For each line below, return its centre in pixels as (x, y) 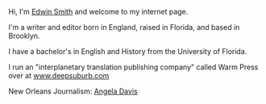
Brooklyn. (24, 36)
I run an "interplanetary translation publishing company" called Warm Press (133, 67)
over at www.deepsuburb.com (59, 75)
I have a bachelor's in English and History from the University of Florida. (128, 51)
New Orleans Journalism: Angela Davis (73, 91)
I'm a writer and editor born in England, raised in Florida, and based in (124, 27)
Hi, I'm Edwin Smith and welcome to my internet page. (98, 12)
